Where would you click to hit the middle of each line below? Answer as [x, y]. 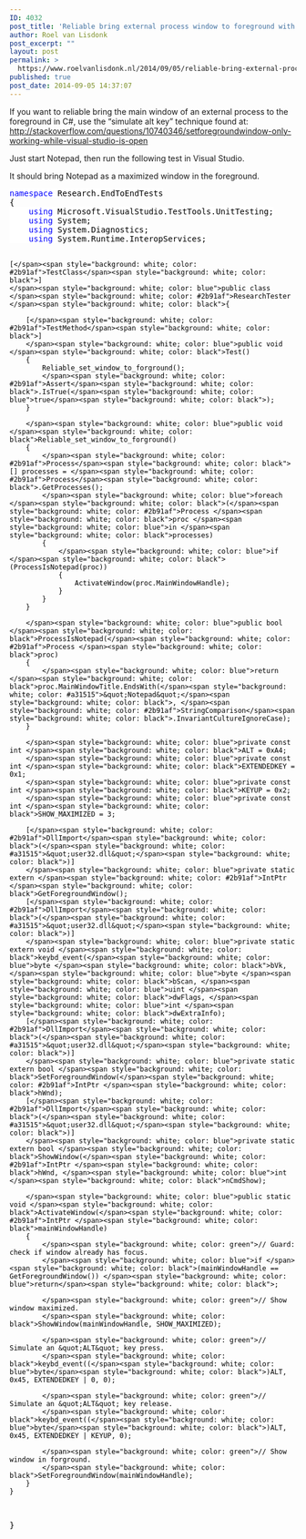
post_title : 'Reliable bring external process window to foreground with [153, 26]
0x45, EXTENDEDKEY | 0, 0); [63, 1380]
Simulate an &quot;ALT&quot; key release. [91, 1403]
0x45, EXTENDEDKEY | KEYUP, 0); [71, 1435]
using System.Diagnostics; [89, 229]
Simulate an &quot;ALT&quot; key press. [87, 1348]
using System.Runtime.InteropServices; [117, 239]
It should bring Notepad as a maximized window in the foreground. [134, 176]
